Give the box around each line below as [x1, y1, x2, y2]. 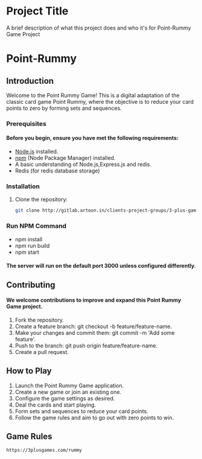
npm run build [14, 242, 50, 249]
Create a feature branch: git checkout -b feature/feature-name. [14, 323, 172, 330]
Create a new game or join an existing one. [14, 388, 122, 396]
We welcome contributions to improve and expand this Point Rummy [6, 297, 181, 304]
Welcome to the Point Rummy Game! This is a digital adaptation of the [6, 92, 180, 99]
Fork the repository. [14, 316, 65, 323]
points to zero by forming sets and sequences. [6, 104, 122, 112]
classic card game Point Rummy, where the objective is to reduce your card [6, 98, 194, 105]
